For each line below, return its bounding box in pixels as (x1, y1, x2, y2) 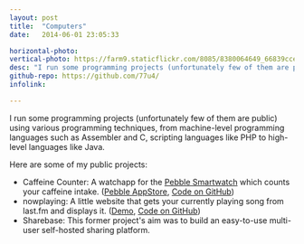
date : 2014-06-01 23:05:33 (9, 30, 119, 39)
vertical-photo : (9, 55, 71, 64)
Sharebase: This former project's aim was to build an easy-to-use (22, 214, 268, 226)
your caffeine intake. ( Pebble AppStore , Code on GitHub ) (22, 186, 235, 197)
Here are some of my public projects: (9, 159, 147, 170)
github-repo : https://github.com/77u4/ (9, 71, 160, 81)
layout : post (9, 13, 59, 23)
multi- (269, 214, 292, 226)
